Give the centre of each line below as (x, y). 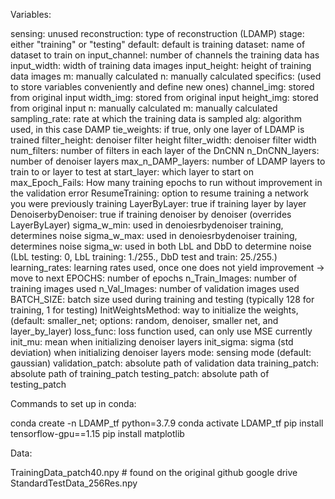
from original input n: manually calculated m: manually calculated (144, 108)
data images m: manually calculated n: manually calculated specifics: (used (166, 76)
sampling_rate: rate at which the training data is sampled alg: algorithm (156, 118)
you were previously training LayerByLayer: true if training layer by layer (158, 203)
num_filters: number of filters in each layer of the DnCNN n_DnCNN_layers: (165, 150)
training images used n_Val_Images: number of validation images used (155, 288)
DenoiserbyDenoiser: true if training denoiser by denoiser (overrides (151, 214)
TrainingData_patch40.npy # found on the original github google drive (154, 472)
